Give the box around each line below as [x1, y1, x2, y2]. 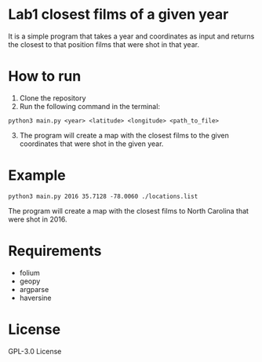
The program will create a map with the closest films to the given [19, 130, 230, 140]
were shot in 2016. [8, 214, 67, 224]
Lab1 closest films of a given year [8, 5, 229, 24]
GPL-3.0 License [8, 346, 62, 356]
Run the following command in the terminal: [19, 101, 161, 111]
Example [8, 166, 66, 185]
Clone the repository [19, 93, 86, 103]
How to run [8, 68, 82, 86]
